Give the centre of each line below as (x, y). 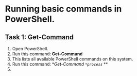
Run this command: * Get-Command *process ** (60, 64)
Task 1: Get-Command (39, 37)
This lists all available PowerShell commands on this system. (72, 59)
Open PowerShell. (30, 49)
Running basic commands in (64, 9)
